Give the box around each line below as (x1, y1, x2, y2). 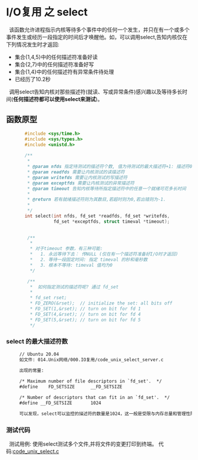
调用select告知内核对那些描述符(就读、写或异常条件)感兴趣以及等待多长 (8, 88, 183, 95)
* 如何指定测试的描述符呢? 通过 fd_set (29, 284, 119, 290)
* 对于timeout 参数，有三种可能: (29, 246, 103, 252)
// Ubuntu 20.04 (19, 351, 60, 357)
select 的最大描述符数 (6, 338, 68, 346)
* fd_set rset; (29, 295, 67, 301)
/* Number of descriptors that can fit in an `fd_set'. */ (19, 394, 170, 401)
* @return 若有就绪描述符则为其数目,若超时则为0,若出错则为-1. (27, 196, 166, 203)
